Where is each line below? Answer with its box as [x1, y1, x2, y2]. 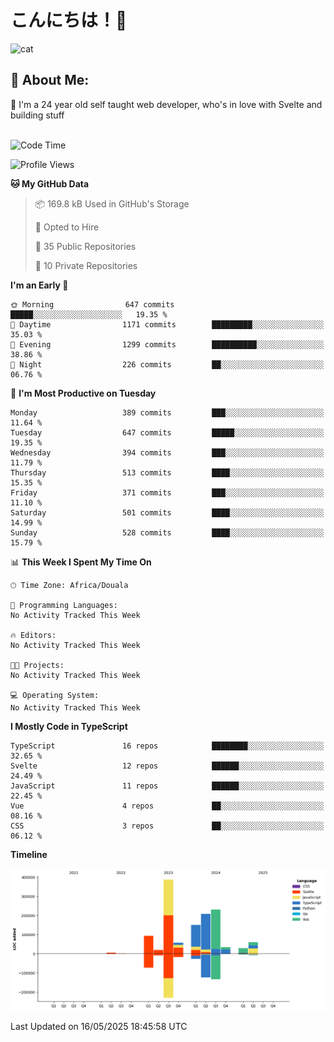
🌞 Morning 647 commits [10, 299, 175, 310]
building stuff [10, 109, 65, 121]
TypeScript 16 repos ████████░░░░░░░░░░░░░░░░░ [10, 741, 325, 751]
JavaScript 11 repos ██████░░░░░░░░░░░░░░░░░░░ [10, 781, 325, 791]
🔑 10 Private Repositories [34, 259, 138, 271]
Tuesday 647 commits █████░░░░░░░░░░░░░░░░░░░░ [10, 427, 325, 438]
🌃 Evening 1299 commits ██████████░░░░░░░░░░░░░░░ [10, 339, 325, 350]
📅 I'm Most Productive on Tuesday [10, 387, 157, 399]
